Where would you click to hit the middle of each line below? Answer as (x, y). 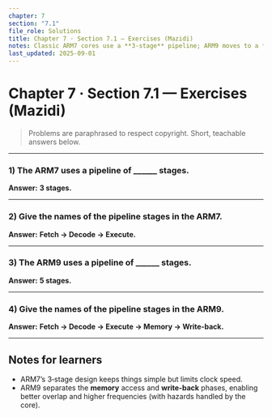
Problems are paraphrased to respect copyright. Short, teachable (137, 133)
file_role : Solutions (45, 31)
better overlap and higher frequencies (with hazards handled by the (133, 396)
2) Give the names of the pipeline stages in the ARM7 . (115, 217)
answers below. (54, 142)
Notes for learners (55, 360)
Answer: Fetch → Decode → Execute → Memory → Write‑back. (116, 327)
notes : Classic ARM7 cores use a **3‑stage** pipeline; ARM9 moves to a (134, 46)
